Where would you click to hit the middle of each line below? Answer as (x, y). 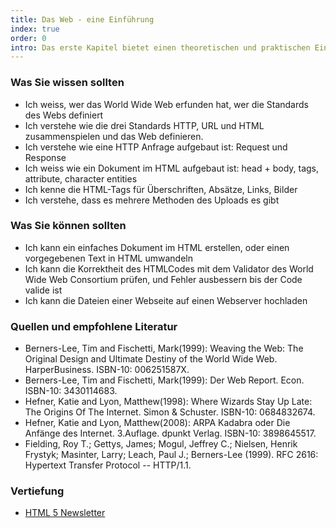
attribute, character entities (81, 178)
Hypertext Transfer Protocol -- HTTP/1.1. (108, 465)
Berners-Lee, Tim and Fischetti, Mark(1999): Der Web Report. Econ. (164, 380)
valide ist (43, 290)
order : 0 (28, 38)
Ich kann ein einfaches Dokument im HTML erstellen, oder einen (157, 247)
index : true (35, 29)
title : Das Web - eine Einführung (82, 19)
